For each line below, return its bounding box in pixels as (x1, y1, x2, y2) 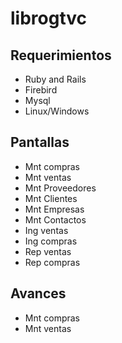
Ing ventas (24, 224, 69, 236)
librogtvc (10, 7, 88, 30)
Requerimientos (10, 47, 112, 64)
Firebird (24, 84, 58, 96)
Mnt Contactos (24, 213, 87, 226)
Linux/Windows (24, 105, 90, 117)
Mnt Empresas (24, 203, 85, 215)
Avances (10, 285, 67, 302)
